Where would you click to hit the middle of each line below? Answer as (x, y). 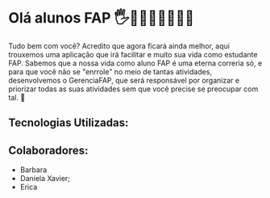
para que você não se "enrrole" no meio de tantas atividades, (110, 71)
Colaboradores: (48, 150)
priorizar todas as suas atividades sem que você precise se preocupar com (133, 89)
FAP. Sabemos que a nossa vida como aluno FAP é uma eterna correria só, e (135, 63)
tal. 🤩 (17, 97)
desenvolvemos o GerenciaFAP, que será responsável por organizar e (124, 80)
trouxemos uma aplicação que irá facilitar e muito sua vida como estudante (133, 54)
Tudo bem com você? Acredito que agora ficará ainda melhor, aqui (119, 46)
